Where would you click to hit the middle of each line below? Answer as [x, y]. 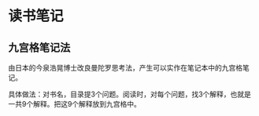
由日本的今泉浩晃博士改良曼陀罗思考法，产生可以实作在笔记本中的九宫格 [125, 68]
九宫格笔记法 [39, 47]
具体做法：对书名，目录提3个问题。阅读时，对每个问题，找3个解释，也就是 [130, 94]
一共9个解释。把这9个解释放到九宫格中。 [75, 104]
